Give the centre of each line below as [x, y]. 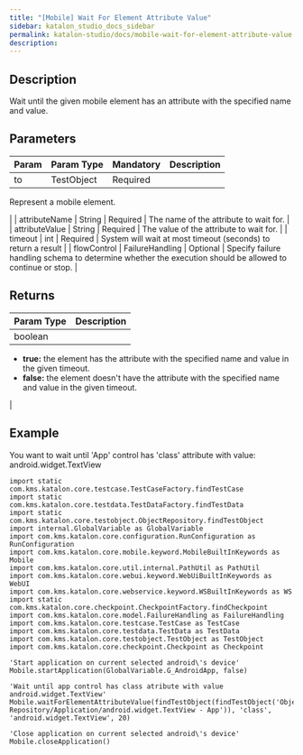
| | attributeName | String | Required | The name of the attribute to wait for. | [150, 219]
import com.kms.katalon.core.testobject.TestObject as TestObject [137, 639]
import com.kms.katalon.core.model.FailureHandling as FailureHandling [147, 615]
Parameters [43, 139]
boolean [31, 336]
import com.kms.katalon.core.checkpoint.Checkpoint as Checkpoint [137, 647]
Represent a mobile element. [63, 202]
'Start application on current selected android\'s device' [125, 663]
